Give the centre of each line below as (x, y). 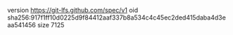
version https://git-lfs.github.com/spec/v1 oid (73, 10)
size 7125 (51, 25)
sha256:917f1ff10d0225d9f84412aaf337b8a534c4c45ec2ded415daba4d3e (117, 17)
